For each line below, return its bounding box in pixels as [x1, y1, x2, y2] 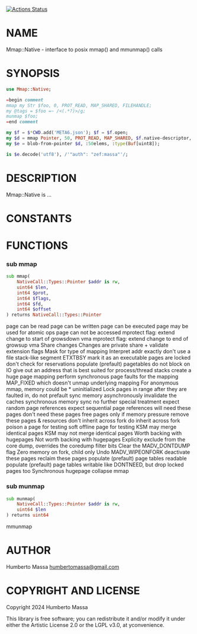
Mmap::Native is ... [6, 191, 52, 198]
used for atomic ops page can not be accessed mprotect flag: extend [6, 329, 175, 336]
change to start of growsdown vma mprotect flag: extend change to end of [6, 335, 189, 342]
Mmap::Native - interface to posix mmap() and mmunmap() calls [6, 46, 163, 53]
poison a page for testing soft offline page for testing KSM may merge [6, 424, 177, 431]
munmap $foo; [6, 113, 38, 120]
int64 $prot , [17, 290, 49, 296]
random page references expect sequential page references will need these [6, 405, 191, 412]
